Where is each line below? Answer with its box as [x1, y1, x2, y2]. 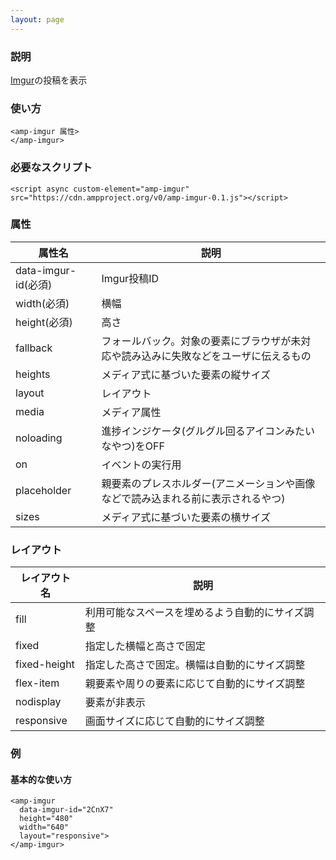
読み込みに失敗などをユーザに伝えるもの [121, 349, 312, 363]
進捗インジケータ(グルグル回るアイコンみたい [101, 424, 315, 438]
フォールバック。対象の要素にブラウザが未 [101, 334, 302, 348]
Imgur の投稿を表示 [10, 74, 88, 86]
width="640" [19, 822, 70, 833]
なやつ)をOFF [101, 439, 165, 453]
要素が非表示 [84, 696, 146, 710]
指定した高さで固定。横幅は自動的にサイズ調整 [84, 658, 306, 672]
